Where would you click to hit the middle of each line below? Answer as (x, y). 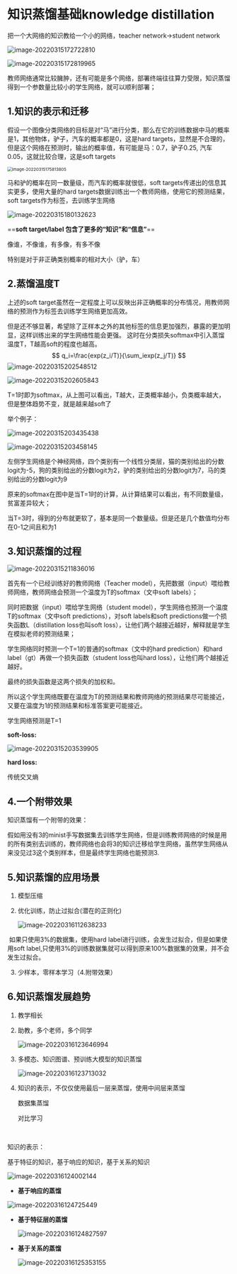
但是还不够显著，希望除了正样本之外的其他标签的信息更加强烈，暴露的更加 (116, 326)
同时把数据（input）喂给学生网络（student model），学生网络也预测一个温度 (118, 608)
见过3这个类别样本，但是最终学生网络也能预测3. (89, 853)
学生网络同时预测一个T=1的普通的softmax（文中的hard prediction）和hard (115, 649)
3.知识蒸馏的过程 (45, 551)
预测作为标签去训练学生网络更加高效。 (75, 311)
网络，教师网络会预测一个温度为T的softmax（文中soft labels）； (105, 592)
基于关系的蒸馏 (39, 1248)
